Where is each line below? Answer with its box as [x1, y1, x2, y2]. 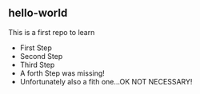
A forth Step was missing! [19, 68, 106, 78]
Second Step [19, 51, 63, 61]
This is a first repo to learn [8, 27, 95, 37]
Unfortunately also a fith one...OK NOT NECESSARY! [19, 76, 193, 86]
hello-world [8, 6, 68, 20]
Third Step [19, 60, 55, 69]
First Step [19, 43, 52, 53]
